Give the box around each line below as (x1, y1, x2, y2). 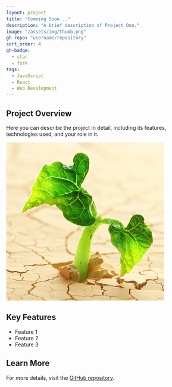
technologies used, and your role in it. (6, 130, 99, 138)
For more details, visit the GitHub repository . (6, 374, 115, 381)
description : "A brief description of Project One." (6, 22, 140, 28)
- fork (11, 60, 28, 66)
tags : (6, 66, 20, 72)
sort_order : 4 (6, 41, 42, 47)
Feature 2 (14, 334, 39, 342)
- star (11, 54, 28, 60)
